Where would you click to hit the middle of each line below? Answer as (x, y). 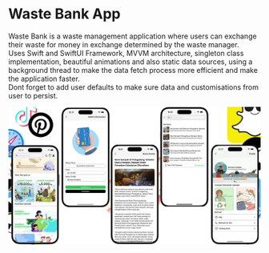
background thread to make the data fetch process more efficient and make (133, 70)
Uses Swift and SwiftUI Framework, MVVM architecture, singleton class (126, 53)
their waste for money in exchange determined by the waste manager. (124, 44)
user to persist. (33, 95)
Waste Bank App (64, 14)
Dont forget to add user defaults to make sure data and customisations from (133, 87)
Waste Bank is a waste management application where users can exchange (133, 36)
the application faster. (44, 78)
